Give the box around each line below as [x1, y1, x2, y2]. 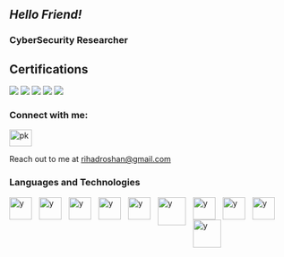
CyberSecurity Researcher [9, 34, 128, 47]
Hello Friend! [9, 7, 82, 22]
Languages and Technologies [9, 176, 141, 189]
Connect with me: [9, 109, 89, 122]
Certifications [9, 62, 89, 77]
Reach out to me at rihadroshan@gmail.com [9, 154, 172, 165]
